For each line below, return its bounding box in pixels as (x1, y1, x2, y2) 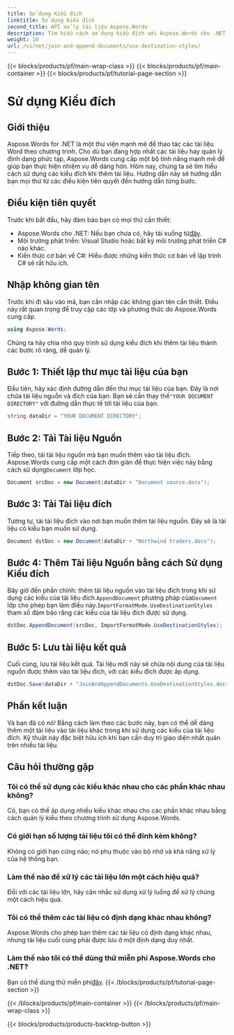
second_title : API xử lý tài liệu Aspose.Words (7, 23, 148, 30)
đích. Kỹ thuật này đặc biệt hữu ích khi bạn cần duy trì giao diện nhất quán (7, 733, 221, 741)
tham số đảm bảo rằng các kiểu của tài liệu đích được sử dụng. (7, 608, 188, 617)
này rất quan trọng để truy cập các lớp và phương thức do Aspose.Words (7, 305, 217, 313)
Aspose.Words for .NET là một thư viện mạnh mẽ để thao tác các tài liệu (7, 140, 214, 148)
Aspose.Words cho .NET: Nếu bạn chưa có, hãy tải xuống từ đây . (17, 229, 202, 237)
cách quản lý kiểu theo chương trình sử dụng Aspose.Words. (7, 814, 181, 822)
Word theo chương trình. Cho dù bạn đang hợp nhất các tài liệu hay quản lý (7, 147, 223, 156)
